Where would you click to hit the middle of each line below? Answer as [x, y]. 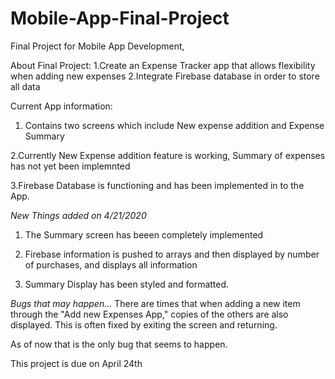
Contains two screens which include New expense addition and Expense [174, 125]
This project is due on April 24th [76, 363]
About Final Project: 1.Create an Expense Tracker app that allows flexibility [163, 65]
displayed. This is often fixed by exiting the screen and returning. [144, 324]
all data [25, 86]
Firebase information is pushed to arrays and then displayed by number [172, 254]
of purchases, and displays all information [111, 264]
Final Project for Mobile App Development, [97, 46]
